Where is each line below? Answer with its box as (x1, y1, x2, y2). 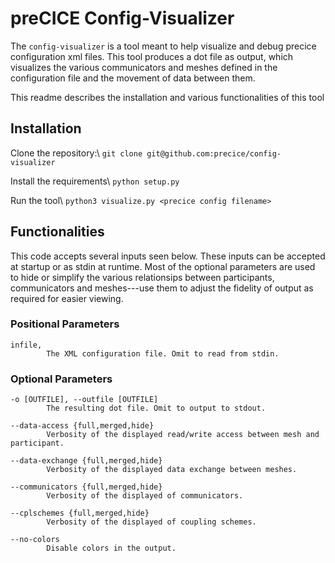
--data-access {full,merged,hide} (10, 421, 155, 431)
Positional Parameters (10, 317, 120, 331)
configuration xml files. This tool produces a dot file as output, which (10, 50, 294, 62)
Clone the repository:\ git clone (10, 147, 143, 159)
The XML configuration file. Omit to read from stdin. (46, 348, 280, 359)
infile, (10, 340, 43, 350)
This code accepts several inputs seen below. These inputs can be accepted (10, 250, 326, 262)
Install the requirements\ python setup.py (10, 175, 180, 187)
